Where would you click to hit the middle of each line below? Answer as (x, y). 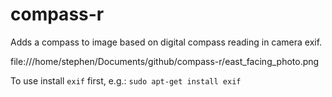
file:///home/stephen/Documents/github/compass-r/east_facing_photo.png (165, 61)
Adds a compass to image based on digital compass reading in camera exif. (166, 42)
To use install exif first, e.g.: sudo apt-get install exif (126, 80)
